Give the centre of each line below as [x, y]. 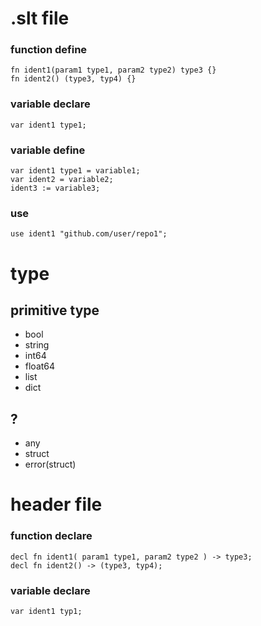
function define [49, 50]
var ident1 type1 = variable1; [75, 171]
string [37, 345]
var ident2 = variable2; [62, 180]
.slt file [40, 18]
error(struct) [50, 464]
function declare [51, 536]
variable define [48, 150]
